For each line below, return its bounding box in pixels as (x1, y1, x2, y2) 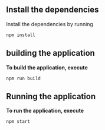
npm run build (6, 75, 41, 81)
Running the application (6, 91, 96, 102)
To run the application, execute (6, 107, 84, 115)
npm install (6, 32, 35, 38)
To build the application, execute (6, 64, 88, 71)
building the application (6, 48, 96, 58)
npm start (6, 119, 31, 125)
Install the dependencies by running (6, 20, 93, 27)
